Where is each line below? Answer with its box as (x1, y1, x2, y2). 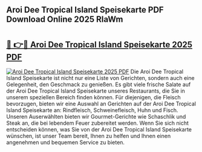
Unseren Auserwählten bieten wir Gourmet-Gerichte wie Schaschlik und (6, 113, 186, 120)
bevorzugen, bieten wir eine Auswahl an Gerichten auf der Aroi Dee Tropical (6, 100, 197, 107)
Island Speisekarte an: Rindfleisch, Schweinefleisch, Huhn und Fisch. (6, 107, 178, 114)
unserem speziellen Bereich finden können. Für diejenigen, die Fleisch (6, 94, 181, 101)
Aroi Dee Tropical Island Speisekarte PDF (6, 5, 165, 15)
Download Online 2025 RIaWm (6, 15, 123, 25)
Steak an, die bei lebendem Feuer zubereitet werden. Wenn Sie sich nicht (6, 119, 189, 127)
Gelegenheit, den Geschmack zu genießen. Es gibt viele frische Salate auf (6, 81, 191, 88)
